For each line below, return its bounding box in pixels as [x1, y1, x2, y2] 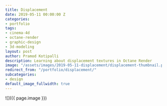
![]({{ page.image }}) [5, 95, 47, 101]
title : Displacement [5, 7, 48, 12]
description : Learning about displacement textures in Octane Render [5, 58, 153, 63]
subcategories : [5, 72, 37, 77]
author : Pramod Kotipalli [5, 53, 59, 59]
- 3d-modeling [5, 44, 35, 49]
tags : [5, 26, 16, 31]
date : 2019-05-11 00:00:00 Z [5, 12, 66, 17]
